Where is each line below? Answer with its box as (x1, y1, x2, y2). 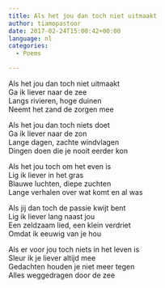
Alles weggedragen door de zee (8, 270, 116, 280)
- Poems (15, 49, 42, 57)
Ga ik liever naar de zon (8, 129, 87, 138)
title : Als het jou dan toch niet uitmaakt (8, 11, 158, 20)
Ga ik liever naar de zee (8, 87, 87, 97)
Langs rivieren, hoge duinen (8, 96, 102, 105)
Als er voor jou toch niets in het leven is (8, 244, 140, 254)
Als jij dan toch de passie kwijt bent (8, 203, 126, 213)
